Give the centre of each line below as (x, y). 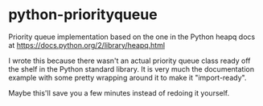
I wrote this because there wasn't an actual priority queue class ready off (129, 61)
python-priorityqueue (83, 15)
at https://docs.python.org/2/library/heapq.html (87, 45)
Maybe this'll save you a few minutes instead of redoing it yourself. (119, 92)
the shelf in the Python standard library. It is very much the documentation (131, 69)
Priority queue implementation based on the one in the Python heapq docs (132, 37)
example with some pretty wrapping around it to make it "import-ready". (127, 77)
